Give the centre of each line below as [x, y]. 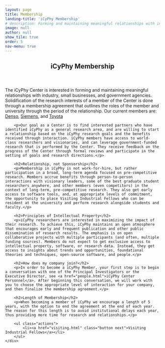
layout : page [18, 10]
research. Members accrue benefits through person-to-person [69, 177]
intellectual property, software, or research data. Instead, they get [80, 246]
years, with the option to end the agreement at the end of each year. [80, 307]
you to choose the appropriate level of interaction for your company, [80, 285]
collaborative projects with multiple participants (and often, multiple [82, 238]
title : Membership [24, 14]
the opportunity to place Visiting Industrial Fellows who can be [74, 199]
